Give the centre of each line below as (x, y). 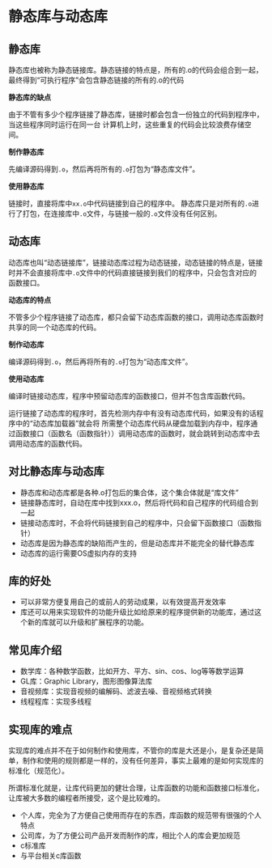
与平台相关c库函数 (51, 856)
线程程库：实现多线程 (55, 701)
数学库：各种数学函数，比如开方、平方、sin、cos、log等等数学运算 (132, 671)
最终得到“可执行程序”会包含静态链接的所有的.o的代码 (96, 80)
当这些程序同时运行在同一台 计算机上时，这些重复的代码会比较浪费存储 (126, 125)
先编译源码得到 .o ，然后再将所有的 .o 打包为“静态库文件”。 (104, 169)
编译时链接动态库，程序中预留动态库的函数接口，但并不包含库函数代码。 (129, 396)
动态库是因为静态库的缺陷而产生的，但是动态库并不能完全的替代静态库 (137, 543)
